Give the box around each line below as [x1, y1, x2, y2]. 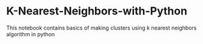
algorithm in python [6, 30, 55, 37]
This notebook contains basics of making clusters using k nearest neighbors [6, 24, 197, 31]
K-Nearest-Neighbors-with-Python [6, 4, 188, 18]
